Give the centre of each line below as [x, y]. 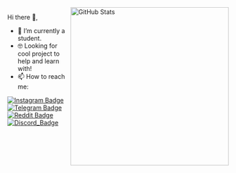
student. [29, 38]
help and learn [38, 61]
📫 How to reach [41, 76]
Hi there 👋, [23, 17]
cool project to [38, 53]
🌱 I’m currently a [41, 31]
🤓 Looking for [37, 46]
